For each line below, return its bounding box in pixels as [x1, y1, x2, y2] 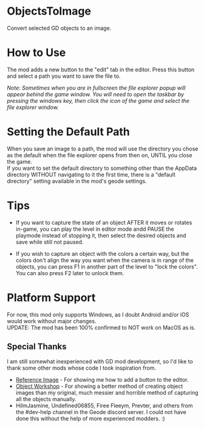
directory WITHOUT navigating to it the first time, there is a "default [7, 170, 175, 178]
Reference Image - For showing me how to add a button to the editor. [15, 376, 189, 383]
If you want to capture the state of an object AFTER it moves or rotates [15, 219, 192, 226]
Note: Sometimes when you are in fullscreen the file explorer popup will [7, 84, 186, 91]
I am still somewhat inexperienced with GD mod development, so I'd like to [7, 357, 193, 365]
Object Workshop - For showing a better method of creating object [15, 382, 183, 390]
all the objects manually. [15, 395, 76, 402]
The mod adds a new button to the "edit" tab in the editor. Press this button [7, 66, 195, 73]
